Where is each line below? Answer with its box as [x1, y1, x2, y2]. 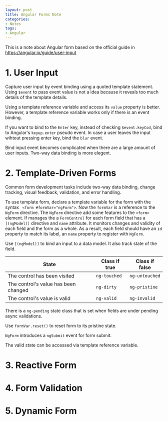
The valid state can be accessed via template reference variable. [5, 342, 138, 348]
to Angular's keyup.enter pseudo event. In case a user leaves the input [5, 129, 151, 135]
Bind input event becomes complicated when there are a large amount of [5, 144, 155, 150]
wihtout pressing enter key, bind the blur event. [5, 134, 103, 140]
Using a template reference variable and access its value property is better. [5, 103, 160, 110]
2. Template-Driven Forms [5, 167, 116, 179]
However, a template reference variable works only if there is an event [5, 109, 149, 115]
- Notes [5, 21, 21, 26]
